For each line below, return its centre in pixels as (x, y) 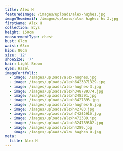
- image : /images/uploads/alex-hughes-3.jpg (55, 86)
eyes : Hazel (17, 69)
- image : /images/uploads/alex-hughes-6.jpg (55, 105)
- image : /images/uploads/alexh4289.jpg (51, 127)
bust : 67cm (16, 41)
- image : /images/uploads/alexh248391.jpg (53, 95)
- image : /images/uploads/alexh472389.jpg (53, 118)
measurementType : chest (29, 37)
